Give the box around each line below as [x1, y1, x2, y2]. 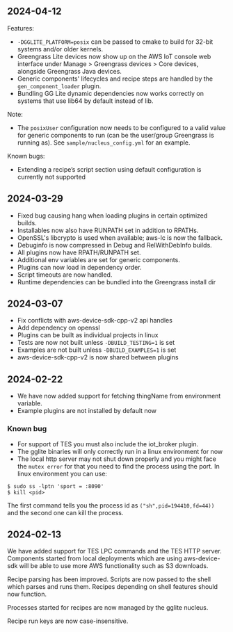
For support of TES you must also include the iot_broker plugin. [17, 439, 199, 448]
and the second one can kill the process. [7, 508, 124, 517]
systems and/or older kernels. [17, 44, 103, 53]
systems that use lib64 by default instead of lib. [17, 97, 154, 105]
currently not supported [17, 172, 86, 181]
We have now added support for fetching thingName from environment [17, 392, 221, 400]
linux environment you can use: [17, 469, 108, 478]
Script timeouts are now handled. [17, 270, 113, 279]
